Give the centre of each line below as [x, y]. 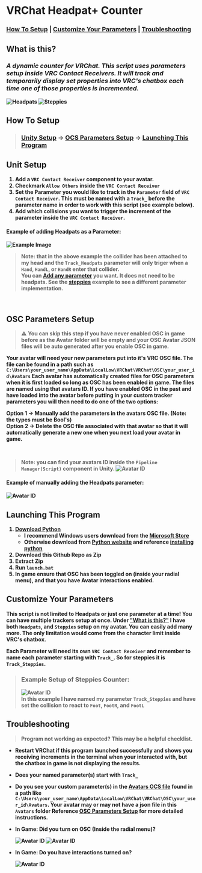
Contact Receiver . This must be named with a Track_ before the [95, 198]
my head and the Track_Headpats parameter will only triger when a [104, 263]
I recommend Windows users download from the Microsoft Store [106, 535]
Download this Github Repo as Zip [58, 555]
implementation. [42, 288]
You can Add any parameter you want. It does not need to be [98, 276]
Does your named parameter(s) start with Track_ [76, 775]
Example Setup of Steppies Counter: [75, 679]
